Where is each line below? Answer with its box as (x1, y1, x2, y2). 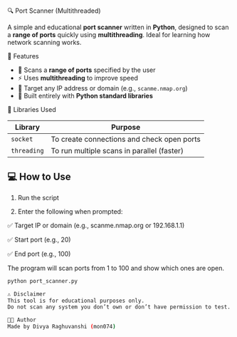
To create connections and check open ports (51, 135, 201, 144)
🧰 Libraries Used (7, 105, 56, 113)
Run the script (17, 193, 59, 202)
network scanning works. (7, 38, 82, 46)
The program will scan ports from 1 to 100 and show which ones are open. (7, 264, 225, 272)
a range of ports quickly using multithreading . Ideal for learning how (7, 31, 211, 38)
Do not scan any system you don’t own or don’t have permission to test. (7, 304, 231, 311)
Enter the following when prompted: (17, 207, 123, 216)
